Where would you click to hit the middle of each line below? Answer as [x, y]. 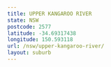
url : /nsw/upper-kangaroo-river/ [56, 46]
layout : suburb [29, 53]
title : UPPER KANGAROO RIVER [50, 14]
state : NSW [23, 20]
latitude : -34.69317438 [42, 33]
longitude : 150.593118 [40, 40]
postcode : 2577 [29, 27]
